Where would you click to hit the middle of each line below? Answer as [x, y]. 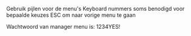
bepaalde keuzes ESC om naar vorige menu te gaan [71, 15]
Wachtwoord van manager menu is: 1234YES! [63, 27]
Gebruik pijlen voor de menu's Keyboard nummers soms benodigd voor [95, 9]
